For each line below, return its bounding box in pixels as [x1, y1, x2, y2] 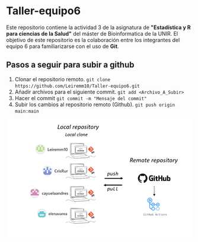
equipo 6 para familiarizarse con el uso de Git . [6, 43, 120, 50]
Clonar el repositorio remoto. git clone [14, 75, 111, 82]
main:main [14, 108, 40, 114]
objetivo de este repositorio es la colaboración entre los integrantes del [6, 36, 180, 43]
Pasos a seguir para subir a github [6, 60, 135, 70]
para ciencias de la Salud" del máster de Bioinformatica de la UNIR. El [6, 30, 178, 37]
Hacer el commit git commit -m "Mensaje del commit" [14, 94, 147, 101]
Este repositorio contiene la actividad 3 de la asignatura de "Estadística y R [6, 24, 191, 31]
